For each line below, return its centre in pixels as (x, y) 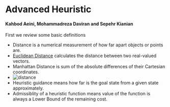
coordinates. (26, 72)
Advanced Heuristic (48, 9)
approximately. (28, 88)
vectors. (21, 61)
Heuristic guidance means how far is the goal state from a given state (86, 83)
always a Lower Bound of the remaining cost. (60, 99)
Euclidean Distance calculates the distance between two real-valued (84, 56)
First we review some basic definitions (46, 35)
